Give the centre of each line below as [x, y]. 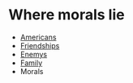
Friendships [40, 45]
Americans [38, 37]
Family [31, 63]
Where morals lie [66, 15]
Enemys [33, 54]
